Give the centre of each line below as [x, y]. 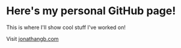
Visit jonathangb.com [32, 39]
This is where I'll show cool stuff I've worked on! [66, 27]
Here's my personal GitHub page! [91, 11]
